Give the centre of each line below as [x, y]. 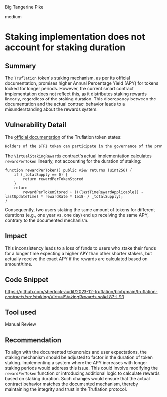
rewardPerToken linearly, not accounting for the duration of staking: [73, 161]
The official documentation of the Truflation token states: [63, 137]
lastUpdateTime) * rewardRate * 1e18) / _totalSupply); [64, 196]
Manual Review [21, 324]
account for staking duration [65, 48]
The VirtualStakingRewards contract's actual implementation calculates [78, 156]
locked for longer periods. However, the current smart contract [70, 88]
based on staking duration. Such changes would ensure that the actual [78, 378]
